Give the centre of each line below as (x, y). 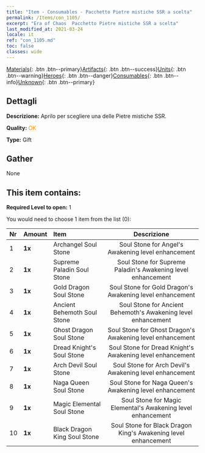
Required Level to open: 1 (39, 208)
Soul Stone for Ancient (151, 305)
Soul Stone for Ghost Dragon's (151, 330)
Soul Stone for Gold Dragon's (151, 288)
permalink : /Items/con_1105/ (43, 18)
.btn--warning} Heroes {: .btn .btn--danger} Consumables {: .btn (85, 75)
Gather (20, 158)
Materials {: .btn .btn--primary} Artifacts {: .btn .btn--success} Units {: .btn (96, 69)
